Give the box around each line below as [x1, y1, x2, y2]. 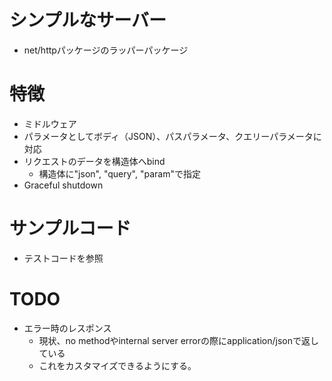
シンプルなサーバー [9, 9, 167, 32]
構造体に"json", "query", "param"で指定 [38, 167, 201, 180]
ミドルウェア [23, 117, 77, 130]
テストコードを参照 [23, 252, 104, 264]
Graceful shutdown [23, 179, 104, 191]
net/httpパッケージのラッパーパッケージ [23, 44, 189, 56]
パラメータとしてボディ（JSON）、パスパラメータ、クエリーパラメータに [23, 130, 322, 142]
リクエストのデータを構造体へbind [23, 155, 166, 167]
